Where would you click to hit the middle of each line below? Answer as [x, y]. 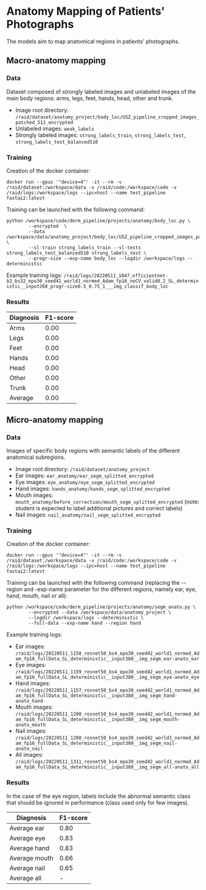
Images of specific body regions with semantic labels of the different [93, 450]
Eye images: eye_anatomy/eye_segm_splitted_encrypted [85, 482]
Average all [25, 878]
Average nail [27, 868]
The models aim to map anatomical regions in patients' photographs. [93, 41]
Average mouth [32, 858]
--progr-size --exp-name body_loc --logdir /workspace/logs [107, 258]
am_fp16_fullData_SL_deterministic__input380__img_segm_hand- [96, 696]
